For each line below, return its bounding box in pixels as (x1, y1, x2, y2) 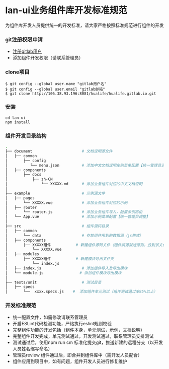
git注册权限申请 (5, 36, 43, 43)
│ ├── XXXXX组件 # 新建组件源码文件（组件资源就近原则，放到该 (5, 242, 159, 247)
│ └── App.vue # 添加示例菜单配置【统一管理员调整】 (5, 214, 150, 219)
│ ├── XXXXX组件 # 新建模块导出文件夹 (5, 256, 114, 262)
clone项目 (5, 68, 30, 76)
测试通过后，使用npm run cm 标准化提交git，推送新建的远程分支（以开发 (12, 339, 163, 345)
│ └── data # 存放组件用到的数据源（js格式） (5, 233, 143, 238)
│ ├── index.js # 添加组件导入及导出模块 (5, 265, 128, 271)
